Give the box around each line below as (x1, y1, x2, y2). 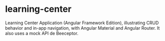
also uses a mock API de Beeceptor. (5, 30, 79, 36)
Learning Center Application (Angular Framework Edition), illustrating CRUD (5, 20, 159, 26)
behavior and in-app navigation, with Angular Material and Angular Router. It (5, 25, 160, 31)
